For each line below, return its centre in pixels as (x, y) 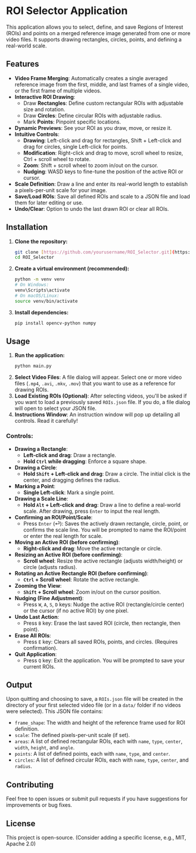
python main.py (33, 366)
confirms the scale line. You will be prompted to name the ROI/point (105, 530)
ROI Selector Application (67, 11)
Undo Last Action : (37, 616)
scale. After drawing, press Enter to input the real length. (92, 511)
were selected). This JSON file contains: (55, 711)
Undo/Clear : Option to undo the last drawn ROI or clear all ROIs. (92, 208)
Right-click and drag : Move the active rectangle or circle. (92, 548)
